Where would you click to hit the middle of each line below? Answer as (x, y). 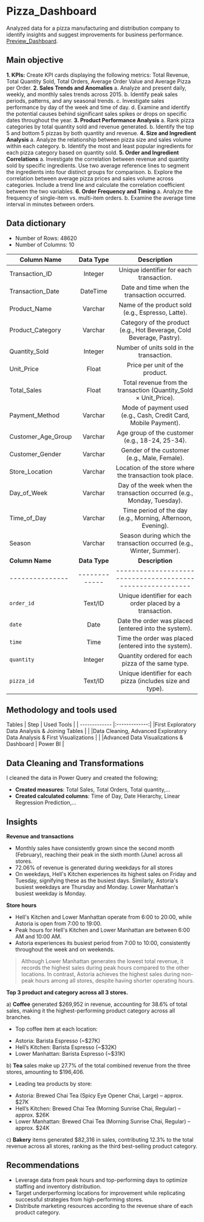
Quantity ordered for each (155, 656)
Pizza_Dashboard (52, 11)
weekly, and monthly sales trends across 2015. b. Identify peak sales (92, 94)
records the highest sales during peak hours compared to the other (105, 967)
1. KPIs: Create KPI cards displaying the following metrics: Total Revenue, (98, 75)
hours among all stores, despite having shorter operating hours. (115, 981)
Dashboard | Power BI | (35, 744)
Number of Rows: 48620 (46, 238)
